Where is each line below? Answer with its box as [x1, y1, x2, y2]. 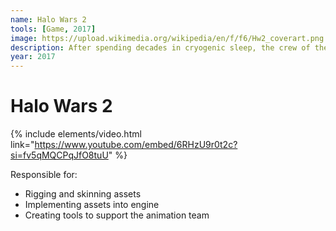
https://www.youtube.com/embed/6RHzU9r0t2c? [34, 139, 238, 151]
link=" [10, 139, 35, 151]
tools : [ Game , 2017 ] [10, 24, 97, 34]
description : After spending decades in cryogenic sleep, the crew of [10, 42, 311, 53]
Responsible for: [10, 169, 78, 181]
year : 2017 [10, 52, 56, 62]
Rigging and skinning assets [24, 188, 142, 200]
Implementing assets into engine [24, 199, 160, 211]
